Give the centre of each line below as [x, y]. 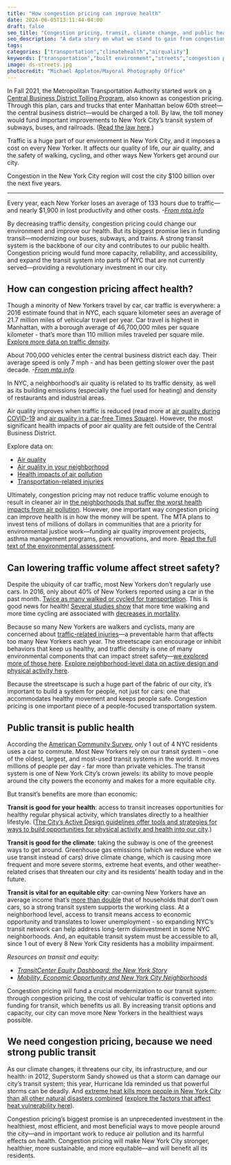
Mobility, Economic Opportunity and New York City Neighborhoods [112, 977]
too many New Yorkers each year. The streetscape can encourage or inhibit [114, 642]
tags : [15, 45]
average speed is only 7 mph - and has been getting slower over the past [111, 362]
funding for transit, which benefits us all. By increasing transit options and [112, 1005]
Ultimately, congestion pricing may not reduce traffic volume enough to [108, 495]
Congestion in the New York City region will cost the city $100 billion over [111, 175]
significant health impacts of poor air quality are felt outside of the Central [112, 426]
